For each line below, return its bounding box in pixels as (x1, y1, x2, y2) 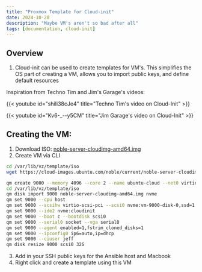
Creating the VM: (6, 129, 72, 139)
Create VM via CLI (14, 151, 60, 159)
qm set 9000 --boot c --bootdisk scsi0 (6, 213, 106, 220)
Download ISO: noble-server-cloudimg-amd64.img (14, 145, 141, 153)
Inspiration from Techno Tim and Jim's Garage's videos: (6, 89, 145, 96)
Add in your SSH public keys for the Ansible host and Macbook (14, 253, 171, 260)
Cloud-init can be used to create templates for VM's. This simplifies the (14, 64, 192, 71)
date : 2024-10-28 (6, 14, 50, 21)
